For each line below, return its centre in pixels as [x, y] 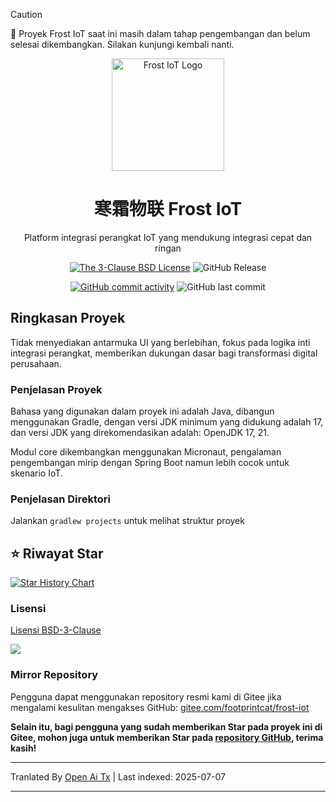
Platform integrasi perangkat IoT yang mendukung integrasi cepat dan [168, 237]
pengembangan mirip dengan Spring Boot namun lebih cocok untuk [150, 463]
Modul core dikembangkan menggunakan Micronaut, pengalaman [146, 452]
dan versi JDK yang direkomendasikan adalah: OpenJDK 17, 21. [140, 433]
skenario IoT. [36, 473]
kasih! [23, 748]
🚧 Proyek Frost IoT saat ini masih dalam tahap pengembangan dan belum [160, 33]
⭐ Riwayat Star [57, 553]
